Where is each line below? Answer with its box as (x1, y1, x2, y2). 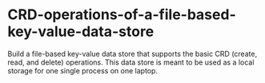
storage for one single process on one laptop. (7, 65, 158, 75)
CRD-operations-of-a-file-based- (7, 6, 237, 24)
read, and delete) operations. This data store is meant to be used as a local (7, 57, 255, 67)
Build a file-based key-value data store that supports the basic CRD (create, (7, 49, 258, 58)
